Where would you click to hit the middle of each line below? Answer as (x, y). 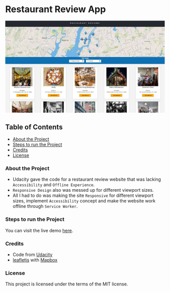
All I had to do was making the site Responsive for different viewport (83, 195)
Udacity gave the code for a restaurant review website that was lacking (87, 179)
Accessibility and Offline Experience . (54, 185)
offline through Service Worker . (45, 206)
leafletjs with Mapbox (35, 260)
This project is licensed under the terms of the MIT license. (67, 284)
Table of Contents (34, 127)
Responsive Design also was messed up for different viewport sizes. (83, 190)
